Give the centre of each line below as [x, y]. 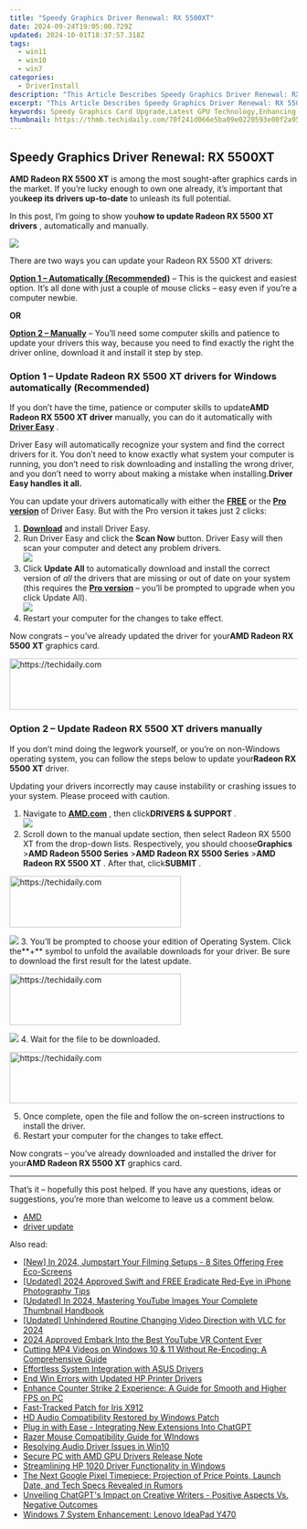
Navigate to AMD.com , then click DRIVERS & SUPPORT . [130, 813]
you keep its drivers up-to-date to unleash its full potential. [120, 198]
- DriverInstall [48, 86]
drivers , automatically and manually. [79, 226]
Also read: [29, 1244]
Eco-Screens [48, 1271]
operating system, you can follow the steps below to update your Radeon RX [153, 759]
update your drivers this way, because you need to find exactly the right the [152, 343]
